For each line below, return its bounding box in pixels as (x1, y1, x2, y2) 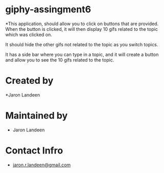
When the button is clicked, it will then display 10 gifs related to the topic (5, 26, 158, 32)
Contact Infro (5, 145, 63, 156)
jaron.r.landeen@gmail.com (12, 162, 71, 168)
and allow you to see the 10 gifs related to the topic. (5, 56, 114, 63)
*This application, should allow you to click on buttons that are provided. (5, 21, 159, 27)
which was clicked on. (5, 31, 52, 37)
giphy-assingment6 (5, 4, 91, 15)
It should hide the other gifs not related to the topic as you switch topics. (5, 41, 158, 47)
